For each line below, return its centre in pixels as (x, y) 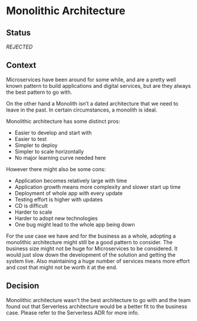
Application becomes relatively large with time (71, 181)
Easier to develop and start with (53, 132)
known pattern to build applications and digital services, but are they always (98, 86)
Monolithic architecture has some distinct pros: (63, 121)
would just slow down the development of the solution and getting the (91, 254)
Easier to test (31, 139)
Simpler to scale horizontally (49, 151)
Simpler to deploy (36, 145)
